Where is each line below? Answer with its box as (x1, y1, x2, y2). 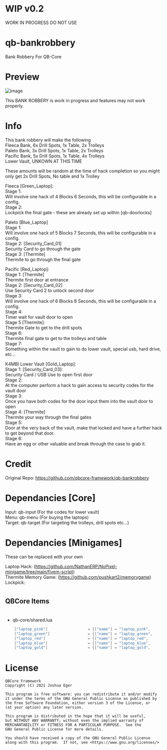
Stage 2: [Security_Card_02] (5, 282, 63, 288)
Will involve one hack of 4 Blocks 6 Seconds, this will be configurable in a (5, 193, 157, 199)
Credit (5, 458, 31, 470)
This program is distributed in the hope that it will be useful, (5, 714, 146, 719)
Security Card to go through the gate (5, 246, 81, 252)
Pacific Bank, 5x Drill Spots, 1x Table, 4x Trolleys (5, 153, 105, 159)
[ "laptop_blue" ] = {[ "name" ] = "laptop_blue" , (14, 640, 151, 646)
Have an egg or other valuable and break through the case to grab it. (5, 441, 146, 447)
